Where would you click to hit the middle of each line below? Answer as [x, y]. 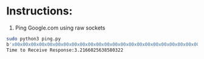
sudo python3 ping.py [34, 39]
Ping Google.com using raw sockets [60, 28]
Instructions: [39, 11]
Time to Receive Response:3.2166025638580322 [65, 50]
